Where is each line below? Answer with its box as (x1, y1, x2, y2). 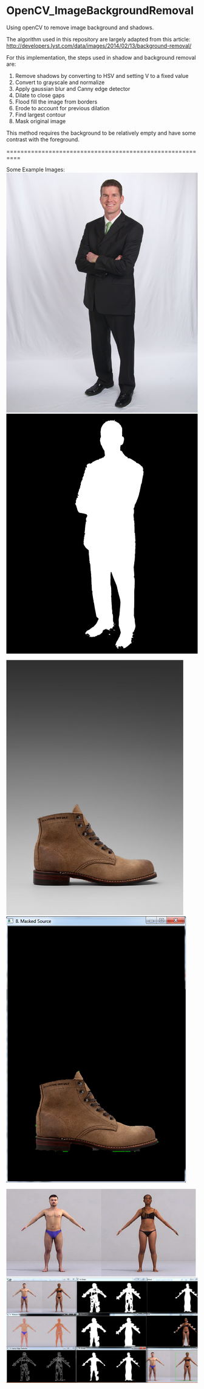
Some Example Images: (6, 166, 66, 173)
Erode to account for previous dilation (15, 104, 110, 111)
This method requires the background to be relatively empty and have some (6, 129, 196, 136)
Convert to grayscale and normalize (15, 79, 105, 86)
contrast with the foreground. (6, 135, 80, 143)
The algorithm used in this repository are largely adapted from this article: (6, 35, 191, 43)
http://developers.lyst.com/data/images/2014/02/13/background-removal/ (6, 42, 192, 49)
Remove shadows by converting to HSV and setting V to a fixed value (15, 72, 189, 79)
